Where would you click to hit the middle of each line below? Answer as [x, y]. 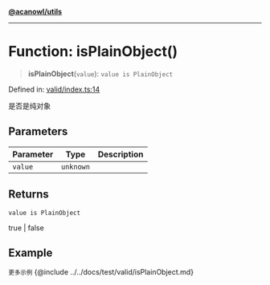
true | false [26, 227]
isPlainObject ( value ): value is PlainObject [100, 73]
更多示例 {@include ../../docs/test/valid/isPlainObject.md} [101, 272]
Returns [29, 195]
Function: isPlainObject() [93, 52]
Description [121, 154]
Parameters [38, 132]
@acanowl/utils [35, 12]
